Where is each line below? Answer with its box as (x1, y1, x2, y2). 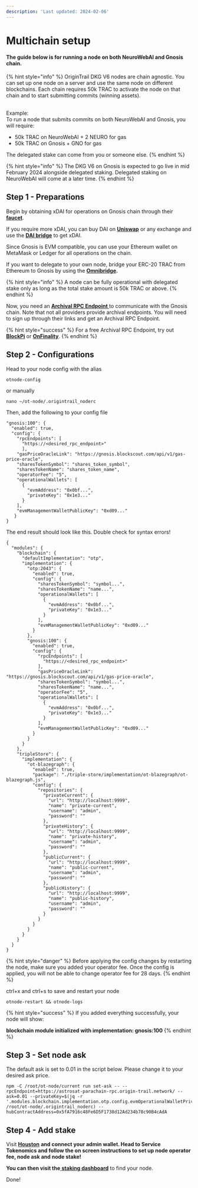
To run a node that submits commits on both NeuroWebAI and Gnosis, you (6, 116, 186, 123)
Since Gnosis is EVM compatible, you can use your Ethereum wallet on (6, 243, 178, 250)
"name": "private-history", (48, 833, 117, 839)
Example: (6, 110, 29, 117)
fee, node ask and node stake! (6, 1153, 81, 1160)
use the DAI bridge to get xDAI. (6, 231, 82, 239)
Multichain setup (6, 34, 91, 47)
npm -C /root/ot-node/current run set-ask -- (6, 1083, 120, 1090)
